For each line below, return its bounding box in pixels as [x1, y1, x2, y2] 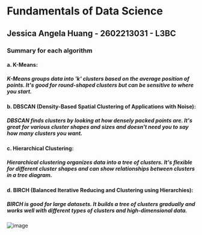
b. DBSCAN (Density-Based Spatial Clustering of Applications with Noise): [7, 103, 196, 110]
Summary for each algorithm [7, 46, 93, 55]
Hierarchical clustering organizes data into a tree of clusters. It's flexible [7, 158, 193, 166]
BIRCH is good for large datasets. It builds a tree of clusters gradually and [7, 200, 195, 207]
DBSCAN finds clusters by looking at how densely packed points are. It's [7, 116, 193, 124]
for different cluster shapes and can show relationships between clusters [7, 164, 195, 172]
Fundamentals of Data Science [7, 4, 163, 18]
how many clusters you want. [7, 130, 83, 137]
